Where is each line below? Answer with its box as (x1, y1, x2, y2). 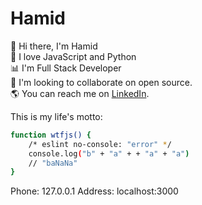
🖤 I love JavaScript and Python (10, 50, 137, 62)
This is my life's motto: (10, 110, 103, 122)
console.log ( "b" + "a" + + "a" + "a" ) (28, 148, 190, 159)
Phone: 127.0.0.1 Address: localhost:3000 (10, 185, 179, 197)
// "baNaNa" (28, 158, 78, 168)
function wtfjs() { (10, 130, 92, 140)
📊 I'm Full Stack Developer (10, 62, 122, 74)
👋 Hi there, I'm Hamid (10, 40, 98, 52)
